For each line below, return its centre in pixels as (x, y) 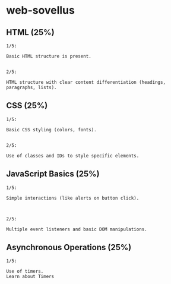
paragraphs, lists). (32, 87)
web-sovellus (41, 10)
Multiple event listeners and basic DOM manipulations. (77, 229)
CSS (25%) (27, 105)
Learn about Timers (30, 277)
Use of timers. (25, 272)
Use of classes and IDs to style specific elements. (73, 156)
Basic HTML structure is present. (49, 56)
